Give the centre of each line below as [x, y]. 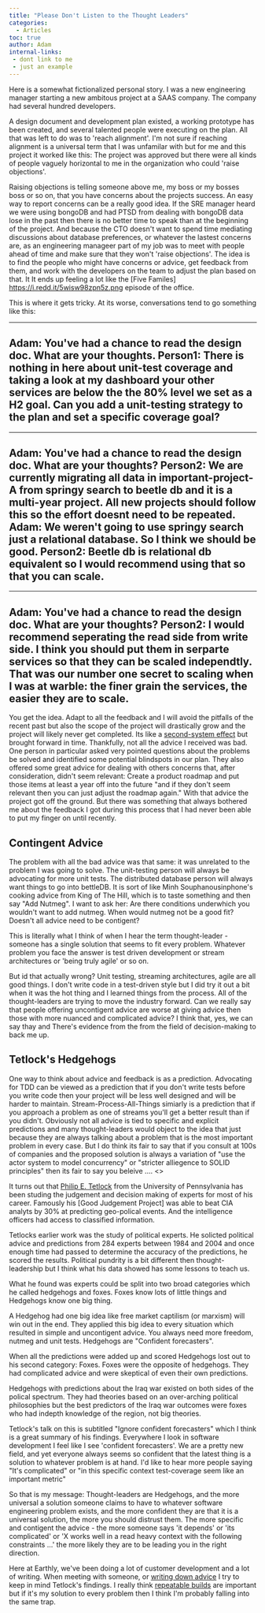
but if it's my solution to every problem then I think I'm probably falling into [129, 1593]
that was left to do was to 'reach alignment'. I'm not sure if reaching [118, 138]
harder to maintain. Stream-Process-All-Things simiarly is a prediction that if [132, 1103]
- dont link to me [42, 60]
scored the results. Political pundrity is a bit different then [102, 1260]
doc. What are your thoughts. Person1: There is [127, 356]
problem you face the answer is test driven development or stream [117, 952]
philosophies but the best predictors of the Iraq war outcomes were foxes [128, 1405]
